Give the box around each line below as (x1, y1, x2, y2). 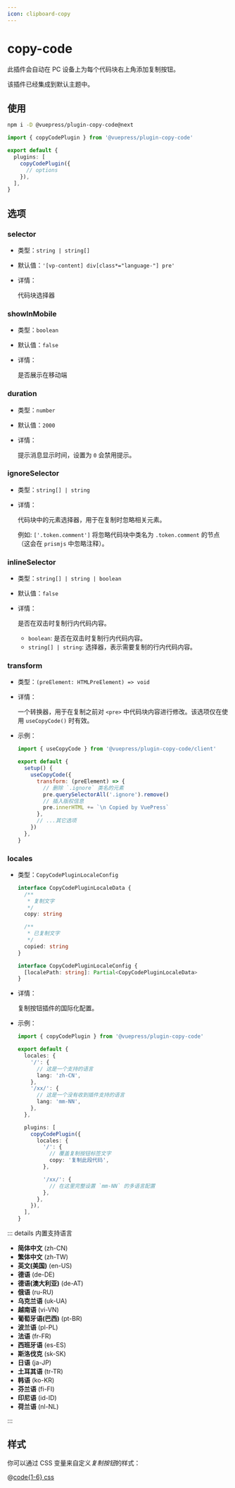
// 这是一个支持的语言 (36, 1065, 94, 1072)
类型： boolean (17, 325, 58, 335)
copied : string (24, 943, 69, 950)
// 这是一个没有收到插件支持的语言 (36, 1091, 125, 1099)
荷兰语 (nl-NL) (17, 1403, 59, 1411)
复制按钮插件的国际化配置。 (17, 1004, 99, 1012)
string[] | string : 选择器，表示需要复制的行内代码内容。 (27, 643, 197, 652)
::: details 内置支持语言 (7, 1229, 72, 1237)
